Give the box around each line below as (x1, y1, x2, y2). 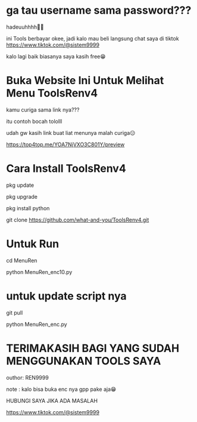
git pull (6, 309, 23, 316)
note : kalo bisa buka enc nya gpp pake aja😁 (6, 386, 117, 393)
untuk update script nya (6, 289, 127, 303)
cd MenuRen (6, 257, 37, 264)
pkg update (6, 181, 35, 189)
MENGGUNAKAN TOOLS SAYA (6, 354, 161, 368)
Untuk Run (6, 237, 60, 251)
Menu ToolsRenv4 (6, 87, 98, 100)
